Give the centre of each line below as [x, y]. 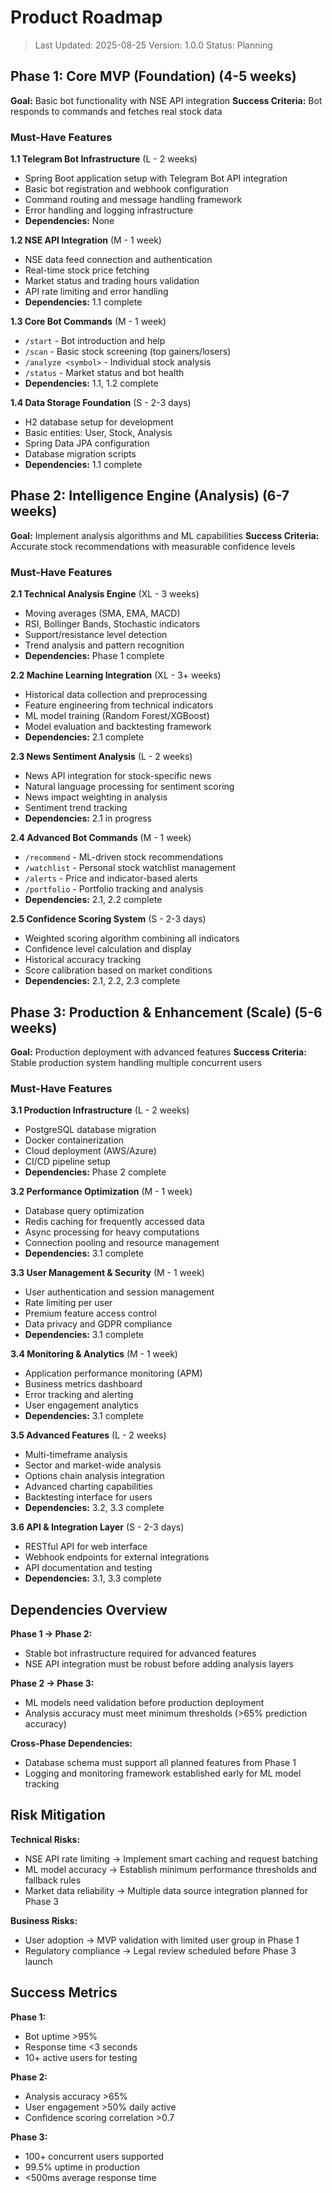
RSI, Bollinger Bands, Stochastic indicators [112, 624]
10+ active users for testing [81, 2057]
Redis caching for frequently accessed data [114, 1222]
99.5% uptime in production [82, 2167]
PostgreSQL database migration [90, 1130]
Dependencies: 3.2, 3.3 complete [94, 1508]
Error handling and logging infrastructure [109, 210]
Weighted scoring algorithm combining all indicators [132, 938]
